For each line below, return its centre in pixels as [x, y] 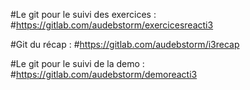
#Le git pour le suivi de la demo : [77, 63]
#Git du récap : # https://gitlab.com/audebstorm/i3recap [125, 44]
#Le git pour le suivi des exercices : [83, 14]
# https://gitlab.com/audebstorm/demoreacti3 [104, 74]
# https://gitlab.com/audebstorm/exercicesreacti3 [112, 25]
